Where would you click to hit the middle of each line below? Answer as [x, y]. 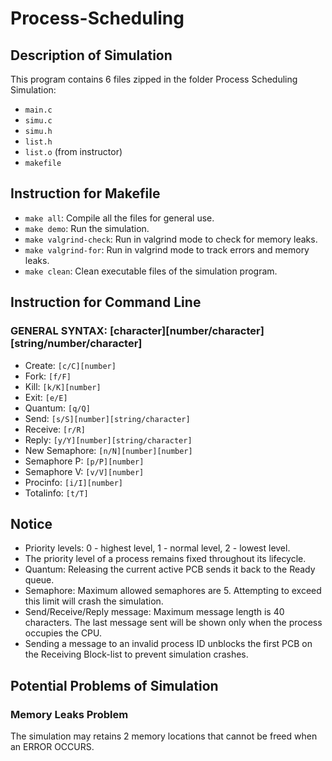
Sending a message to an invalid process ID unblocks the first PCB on [168, 644]
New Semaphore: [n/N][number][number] [108, 450]
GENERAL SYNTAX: [59, 331]
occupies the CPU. [63, 633]
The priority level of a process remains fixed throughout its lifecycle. [165, 559]
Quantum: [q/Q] [57, 408]
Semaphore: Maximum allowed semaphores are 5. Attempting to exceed [173, 591]
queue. [39, 580]
